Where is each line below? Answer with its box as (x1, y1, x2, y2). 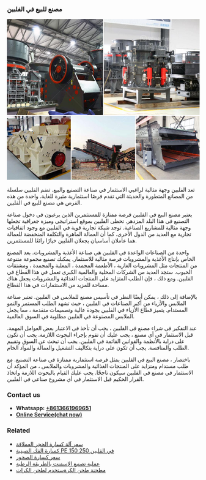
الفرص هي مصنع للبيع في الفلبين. (7, 198, 83, 206)
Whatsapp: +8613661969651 (15, 405, 91, 412)
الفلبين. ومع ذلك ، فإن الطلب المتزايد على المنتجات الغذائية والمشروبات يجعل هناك (7, 274, 194, 282)
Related (7, 426, 31, 435)
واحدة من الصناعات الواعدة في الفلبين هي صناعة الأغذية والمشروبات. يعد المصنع (7, 249, 189, 256)
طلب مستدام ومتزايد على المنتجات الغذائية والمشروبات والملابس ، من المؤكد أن (7, 362, 189, 369)
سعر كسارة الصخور (15, 453, 61, 460)
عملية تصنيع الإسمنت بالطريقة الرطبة (15, 460, 100, 467)
